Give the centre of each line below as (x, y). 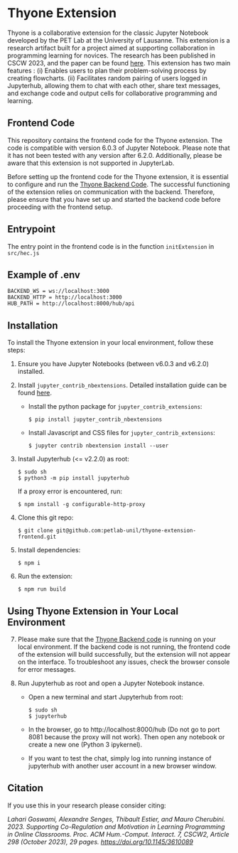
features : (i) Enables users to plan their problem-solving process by (107, 70)
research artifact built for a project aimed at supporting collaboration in (111, 48)
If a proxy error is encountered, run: (70, 491)
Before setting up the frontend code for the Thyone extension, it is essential (118, 176)
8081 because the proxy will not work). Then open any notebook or (126, 737)
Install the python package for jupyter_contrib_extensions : (115, 407)
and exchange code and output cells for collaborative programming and (112, 93)
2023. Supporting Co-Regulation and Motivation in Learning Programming (116, 827)
